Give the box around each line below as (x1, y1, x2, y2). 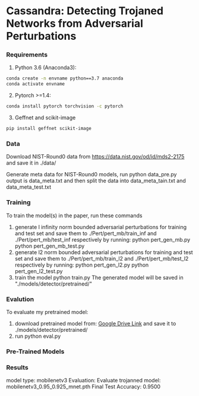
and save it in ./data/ (6, 159, 56, 167)
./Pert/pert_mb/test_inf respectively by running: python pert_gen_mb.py (14, 236, 191, 243)
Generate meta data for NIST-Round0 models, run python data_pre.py (6, 171, 177, 178)
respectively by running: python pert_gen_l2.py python (14, 261, 149, 268)
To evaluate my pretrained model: (6, 308, 89, 315)
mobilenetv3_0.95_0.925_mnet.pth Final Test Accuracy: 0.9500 (6, 383, 161, 390)
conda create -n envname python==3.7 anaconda (6, 75, 124, 81)
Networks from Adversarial (6, 17, 144, 30)
